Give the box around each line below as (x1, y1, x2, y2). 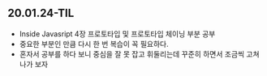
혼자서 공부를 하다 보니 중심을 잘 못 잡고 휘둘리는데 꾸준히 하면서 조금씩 (19, 49, 245, 59)
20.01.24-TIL (7, 6, 75, 20)
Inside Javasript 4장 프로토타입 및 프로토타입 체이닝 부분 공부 (19, 28, 216, 39)
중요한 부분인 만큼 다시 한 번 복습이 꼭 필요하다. (19, 39, 169, 49)
